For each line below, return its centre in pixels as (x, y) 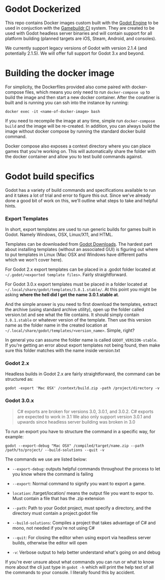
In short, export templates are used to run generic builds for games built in (81, 229)
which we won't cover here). (34, 260)
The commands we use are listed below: (46, 459)
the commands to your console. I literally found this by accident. (70, 572)
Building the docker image (60, 73)
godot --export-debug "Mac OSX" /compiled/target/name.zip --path (75, 446)
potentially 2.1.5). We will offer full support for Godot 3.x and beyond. (75, 53)
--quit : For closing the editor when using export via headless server (82, 537)
